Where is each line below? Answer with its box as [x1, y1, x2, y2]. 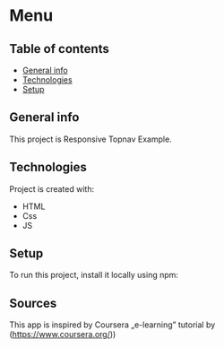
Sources [9, 295, 57, 310]
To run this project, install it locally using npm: [9, 270, 179, 281]
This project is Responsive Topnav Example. [9, 134, 172, 144]
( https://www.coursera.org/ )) [9, 329, 116, 340]
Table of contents [9, 41, 109, 57]
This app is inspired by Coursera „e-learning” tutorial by [9, 319, 216, 330]
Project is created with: [9, 183, 95, 194]
